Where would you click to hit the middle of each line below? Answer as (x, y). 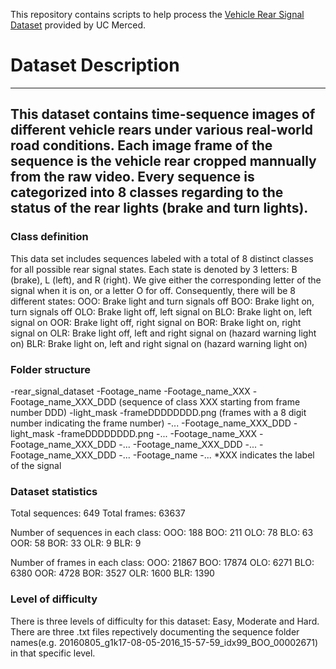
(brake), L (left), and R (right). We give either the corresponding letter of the (166, 280)
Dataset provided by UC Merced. (78, 25)
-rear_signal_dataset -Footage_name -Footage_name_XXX (130, 391)
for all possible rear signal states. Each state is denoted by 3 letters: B (154, 269)
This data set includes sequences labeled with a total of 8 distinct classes (162, 258)
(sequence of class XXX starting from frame (209, 401)
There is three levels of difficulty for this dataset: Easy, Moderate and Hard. (165, 621)
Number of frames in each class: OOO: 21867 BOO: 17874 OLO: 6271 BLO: (162, 563)
